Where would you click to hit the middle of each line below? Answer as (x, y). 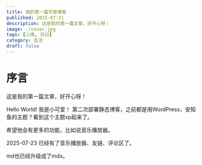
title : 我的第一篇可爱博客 (37, 12)
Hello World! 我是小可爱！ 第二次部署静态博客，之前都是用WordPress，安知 (101, 109)
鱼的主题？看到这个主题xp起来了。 (50, 117)
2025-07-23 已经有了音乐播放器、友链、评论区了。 (71, 143)
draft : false (23, 46)
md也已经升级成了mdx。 (37, 156)
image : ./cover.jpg (31, 29)
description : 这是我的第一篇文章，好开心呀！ (58, 23)
